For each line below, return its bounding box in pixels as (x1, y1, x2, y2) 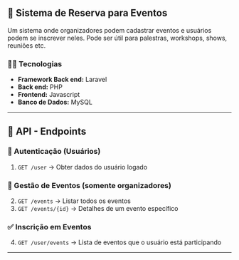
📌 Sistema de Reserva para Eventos (7, 7, 168, 19)
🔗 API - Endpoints (7, 125, 87, 137)
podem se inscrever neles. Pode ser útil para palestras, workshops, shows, (7, 33, 228, 42)
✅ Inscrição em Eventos (7, 222, 92, 232)
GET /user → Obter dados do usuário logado (17, 162, 148, 171)
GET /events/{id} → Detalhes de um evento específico (17, 204, 179, 213)
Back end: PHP (17, 83, 63, 91)
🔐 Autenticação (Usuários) (7, 147, 101, 157)
